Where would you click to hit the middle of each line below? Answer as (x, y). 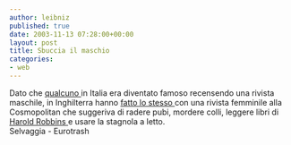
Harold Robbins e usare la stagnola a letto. (87, 121)
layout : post (34, 43)
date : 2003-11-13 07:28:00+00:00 (72, 34)
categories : (31, 59)
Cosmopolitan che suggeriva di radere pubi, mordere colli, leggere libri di (144, 112)
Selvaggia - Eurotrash (49, 131)
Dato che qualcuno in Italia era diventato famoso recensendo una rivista (142, 93)
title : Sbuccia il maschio (60, 51)
